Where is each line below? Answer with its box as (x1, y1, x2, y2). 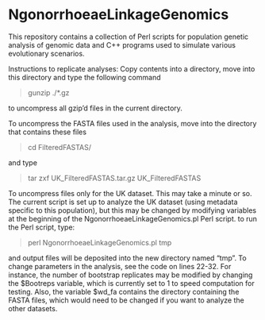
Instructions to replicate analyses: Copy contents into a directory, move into (8, 64, 255, 73)
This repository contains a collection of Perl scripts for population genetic (8, 32, 249, 41)
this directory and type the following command (8, 72, 161, 82)
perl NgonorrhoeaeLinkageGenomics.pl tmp (27, 237, 172, 247)
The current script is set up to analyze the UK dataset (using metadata (8, 197, 238, 206)
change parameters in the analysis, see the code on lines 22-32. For (8, 261, 232, 271)
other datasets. (8, 303, 58, 313)
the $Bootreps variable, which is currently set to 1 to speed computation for (8, 278, 255, 287)
